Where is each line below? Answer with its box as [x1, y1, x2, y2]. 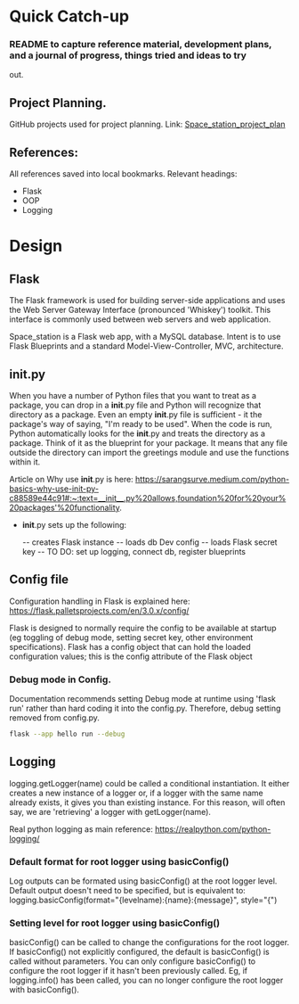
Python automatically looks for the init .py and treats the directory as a [9, 428, 265, 439]
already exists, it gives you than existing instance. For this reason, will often [9, 796, 286, 808]
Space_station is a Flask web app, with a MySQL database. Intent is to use [9, 332, 281, 342]
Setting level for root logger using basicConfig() [9, 917, 221, 929]
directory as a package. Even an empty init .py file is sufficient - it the [9, 408, 263, 420]
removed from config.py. [9, 712, 101, 723]
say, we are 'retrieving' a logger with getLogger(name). [9, 806, 212, 817]
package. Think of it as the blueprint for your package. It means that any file [9, 437, 287, 448]
